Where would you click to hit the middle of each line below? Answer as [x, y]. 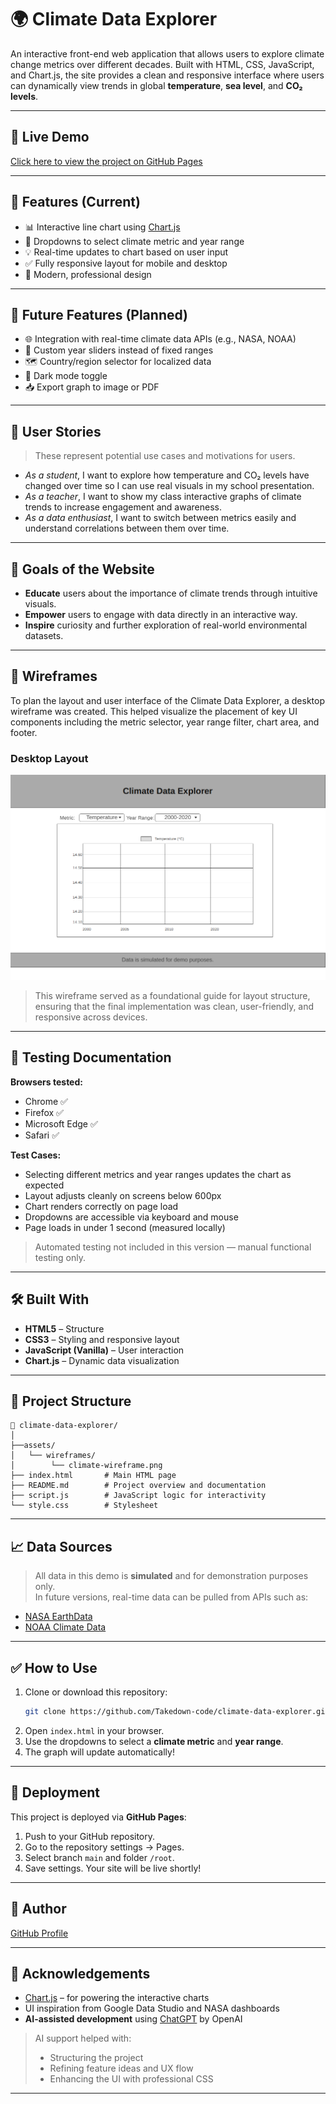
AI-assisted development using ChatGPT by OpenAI [133, 2019]
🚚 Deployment [55, 1792]
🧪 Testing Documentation [91, 1057]
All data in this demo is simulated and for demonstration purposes [171, 1576]
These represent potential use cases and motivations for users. [165, 456]
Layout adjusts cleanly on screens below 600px [123, 1195]
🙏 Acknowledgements [80, 1974]
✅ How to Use [54, 1667]
